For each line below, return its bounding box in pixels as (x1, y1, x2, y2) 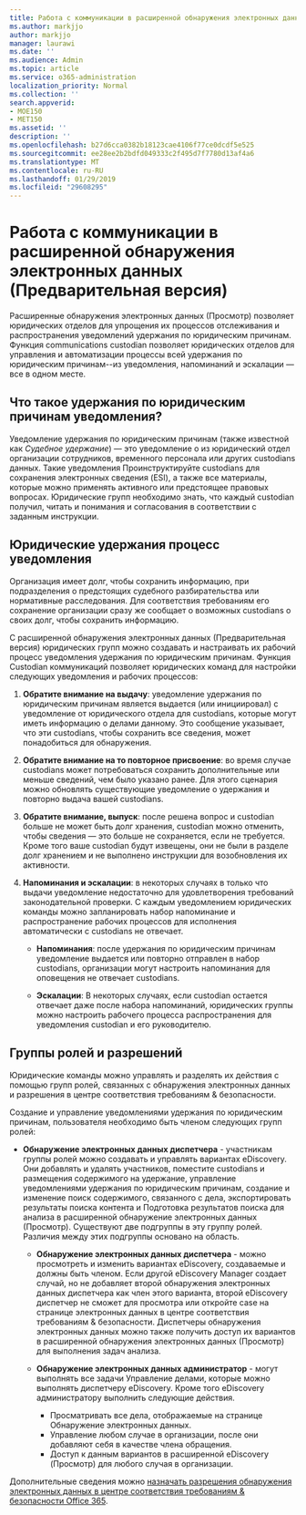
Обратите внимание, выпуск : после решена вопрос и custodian (22, 810, 275, 821)
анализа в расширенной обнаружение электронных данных (22, 1211, 258, 1222)
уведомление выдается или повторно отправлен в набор (36, 953, 260, 964)
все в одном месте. (9, 368, 87, 379)
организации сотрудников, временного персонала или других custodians (9, 452, 296, 463)
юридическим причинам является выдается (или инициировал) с (22, 698, 280, 709)
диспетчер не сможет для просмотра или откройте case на (36, 1296, 270, 1308)
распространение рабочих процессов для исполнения (22, 915, 237, 926)
